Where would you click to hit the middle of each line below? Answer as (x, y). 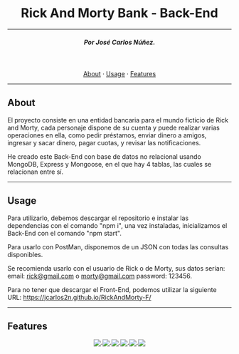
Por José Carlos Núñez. (119, 42)
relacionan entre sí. (36, 172)
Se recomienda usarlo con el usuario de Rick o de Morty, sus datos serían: (116, 268)
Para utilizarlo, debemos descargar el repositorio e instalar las (98, 218)
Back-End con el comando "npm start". (65, 233)
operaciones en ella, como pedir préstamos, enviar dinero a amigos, (107, 135)
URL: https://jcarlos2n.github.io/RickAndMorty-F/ (79, 297)
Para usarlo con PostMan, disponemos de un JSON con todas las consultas (118, 246)
